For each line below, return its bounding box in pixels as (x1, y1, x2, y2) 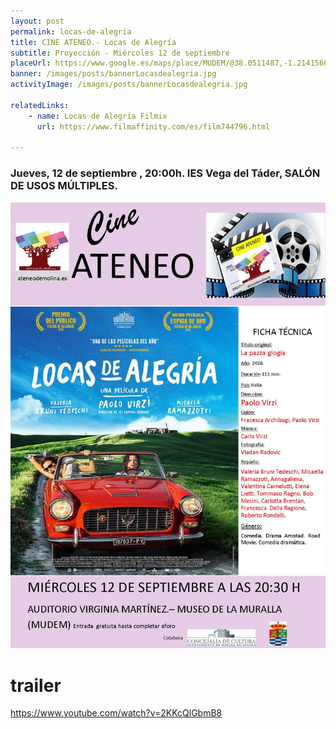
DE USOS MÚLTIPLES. (10, 179, 118, 193)
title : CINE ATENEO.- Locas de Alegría (10, 37, 177, 47)
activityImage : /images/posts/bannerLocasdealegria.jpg (10, 80, 248, 90)
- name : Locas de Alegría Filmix (28, 111, 168, 121)
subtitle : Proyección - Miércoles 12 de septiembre (10, 48, 230, 58)
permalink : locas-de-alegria (10, 26, 132, 37)
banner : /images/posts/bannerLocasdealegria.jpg (10, 69, 217, 79)
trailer (10, 674, 62, 697)
